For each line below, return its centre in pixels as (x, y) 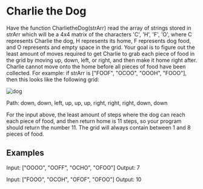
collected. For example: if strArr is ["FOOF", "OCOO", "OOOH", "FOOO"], (96, 73)
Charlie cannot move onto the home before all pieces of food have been (96, 66)
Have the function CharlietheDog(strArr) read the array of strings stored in (99, 28)
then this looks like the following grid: (53, 79)
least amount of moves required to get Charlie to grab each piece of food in (101, 53)
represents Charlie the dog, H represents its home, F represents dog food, (99, 41)
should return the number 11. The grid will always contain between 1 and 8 (98, 127)
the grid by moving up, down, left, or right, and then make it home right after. (102, 60)
